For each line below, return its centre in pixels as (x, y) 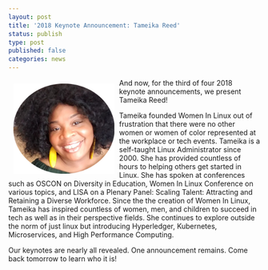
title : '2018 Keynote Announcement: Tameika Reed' (94, 25)
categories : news (37, 59)
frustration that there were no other (177, 124)
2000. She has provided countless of (180, 158)
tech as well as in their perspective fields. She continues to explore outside (132, 218)
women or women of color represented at (187, 133)
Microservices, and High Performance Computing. (91, 235)
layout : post (30, 17)
